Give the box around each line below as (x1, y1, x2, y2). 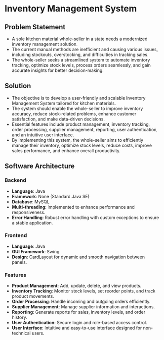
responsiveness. (11, 209, 45, 215)
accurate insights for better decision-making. (11, 67, 104, 73)
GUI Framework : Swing (11, 248, 60, 254)
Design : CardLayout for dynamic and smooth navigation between (11, 254, 145, 260)
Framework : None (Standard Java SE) (11, 193, 90, 199)
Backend (4, 177, 27, 184)
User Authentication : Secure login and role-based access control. (11, 320, 148, 326)
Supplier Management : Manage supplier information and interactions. (11, 304, 155, 310)
